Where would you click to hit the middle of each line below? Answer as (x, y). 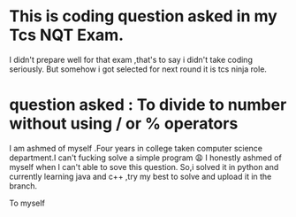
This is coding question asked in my (144, 16)
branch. (23, 186)
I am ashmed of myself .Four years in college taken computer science (136, 148)
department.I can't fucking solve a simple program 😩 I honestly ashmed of (146, 158)
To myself (27, 203)
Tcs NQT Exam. (67, 35)
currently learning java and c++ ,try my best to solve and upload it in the (140, 176)
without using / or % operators (124, 124)
